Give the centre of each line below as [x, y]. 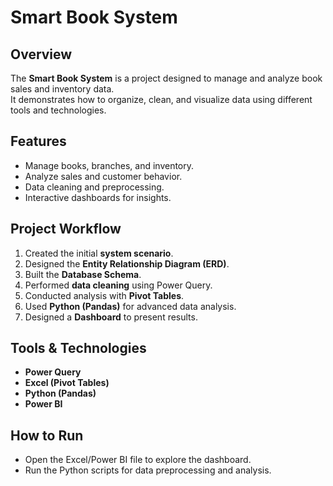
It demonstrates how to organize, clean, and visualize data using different [161, 99]
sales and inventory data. [62, 89]
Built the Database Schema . [83, 274]
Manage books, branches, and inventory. [109, 165]
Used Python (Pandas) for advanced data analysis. [130, 306]
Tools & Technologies [78, 348]
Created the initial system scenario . [99, 253]
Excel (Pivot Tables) [67, 383]
